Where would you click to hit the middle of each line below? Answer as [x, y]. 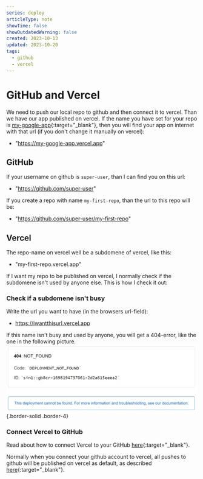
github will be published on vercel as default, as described [79, 463]
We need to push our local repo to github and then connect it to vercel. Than [101, 112]
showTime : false [27, 26]
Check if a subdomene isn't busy [56, 298]
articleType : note [29, 19]
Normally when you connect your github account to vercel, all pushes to [96, 457]
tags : [13, 52]
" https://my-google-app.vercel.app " [60, 143]
